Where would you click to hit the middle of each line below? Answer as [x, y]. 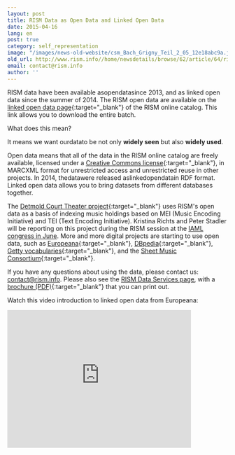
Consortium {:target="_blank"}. [51, 258]
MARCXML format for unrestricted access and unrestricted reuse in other [113, 170]
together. [20, 192]
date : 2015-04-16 [33, 27]
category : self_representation [53, 46]
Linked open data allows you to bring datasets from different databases [110, 185]
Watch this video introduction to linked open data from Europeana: [103, 300]
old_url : [20, 59]
